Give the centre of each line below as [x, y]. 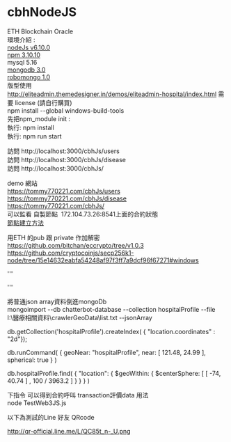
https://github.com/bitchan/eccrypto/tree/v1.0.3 [75, 245]
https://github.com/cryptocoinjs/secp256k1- [71, 253]
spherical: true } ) [32, 360]
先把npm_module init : [39, 118]
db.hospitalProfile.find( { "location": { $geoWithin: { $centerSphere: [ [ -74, [114, 373]
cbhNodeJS [42, 12]
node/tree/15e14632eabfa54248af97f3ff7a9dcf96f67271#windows [103, 260]
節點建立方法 [25, 223]
